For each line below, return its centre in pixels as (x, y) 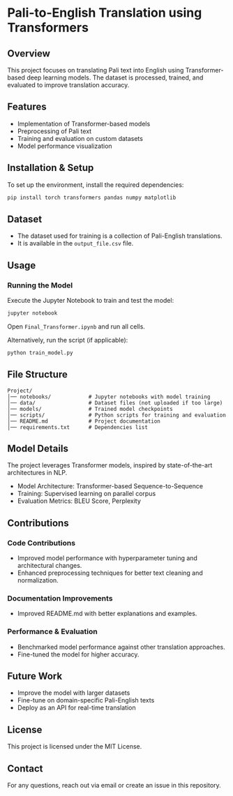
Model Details (38, 448)
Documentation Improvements (60, 598)
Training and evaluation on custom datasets (80, 138)
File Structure (37, 375)
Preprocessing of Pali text (54, 131)
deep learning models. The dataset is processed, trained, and (115, 77)
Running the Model (40, 285)
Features (27, 107)
